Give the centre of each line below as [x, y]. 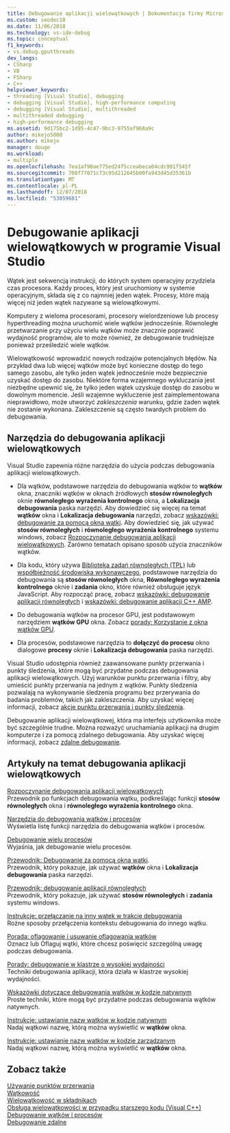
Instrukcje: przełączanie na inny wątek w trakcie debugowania [95, 915]
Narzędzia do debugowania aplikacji [86, 438]
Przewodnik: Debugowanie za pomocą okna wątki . [78, 860]
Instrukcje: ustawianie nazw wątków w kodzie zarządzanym [91, 1040]
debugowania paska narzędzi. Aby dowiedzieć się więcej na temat [112, 508]
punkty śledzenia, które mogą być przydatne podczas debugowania [103, 670]
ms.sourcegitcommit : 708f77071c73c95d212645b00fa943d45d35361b [99, 173]
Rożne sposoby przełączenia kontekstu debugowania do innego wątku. [107, 923]
